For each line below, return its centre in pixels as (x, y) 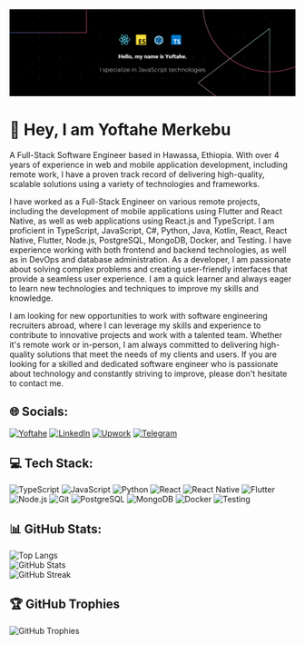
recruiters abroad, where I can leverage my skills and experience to (135, 325)
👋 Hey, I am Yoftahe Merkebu (120, 129)
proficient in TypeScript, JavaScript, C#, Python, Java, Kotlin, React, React (148, 230)
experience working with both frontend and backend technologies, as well (148, 250)
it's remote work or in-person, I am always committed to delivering (134, 344)
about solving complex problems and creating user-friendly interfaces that (148, 269)
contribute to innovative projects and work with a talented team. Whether (146, 334)
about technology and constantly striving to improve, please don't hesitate (148, 373)
